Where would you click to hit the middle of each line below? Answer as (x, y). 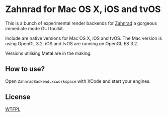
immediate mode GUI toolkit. (35, 28)
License (18, 97)
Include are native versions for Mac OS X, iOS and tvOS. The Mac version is (84, 38)
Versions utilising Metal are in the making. (49, 53)
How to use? (25, 69)
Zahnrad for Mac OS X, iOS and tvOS (83, 9)
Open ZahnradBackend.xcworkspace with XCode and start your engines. (78, 81)
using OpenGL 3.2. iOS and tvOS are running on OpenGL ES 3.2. (72, 43)
